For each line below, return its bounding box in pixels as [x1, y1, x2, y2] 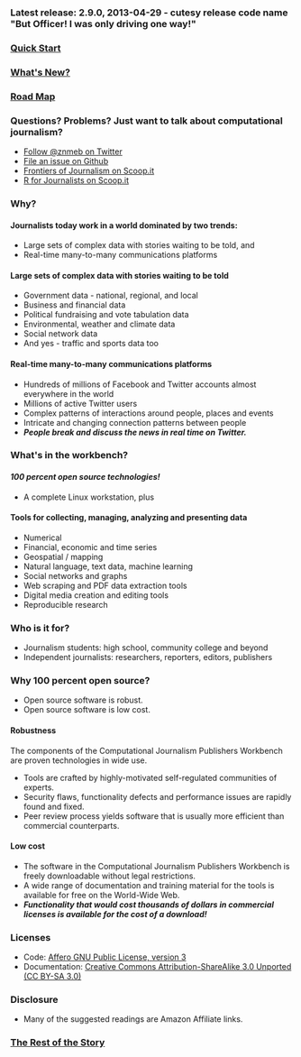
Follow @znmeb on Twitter [23, 146, 123, 157]
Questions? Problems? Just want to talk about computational [10, 115, 283, 127]
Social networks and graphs [23, 570, 128, 581]
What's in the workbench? [10, 449, 129, 462]
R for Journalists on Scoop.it [23, 174, 130, 186]
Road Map [10, 90, 56, 103]
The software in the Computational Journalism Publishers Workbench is [23, 860, 290, 871]
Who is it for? [10, 621, 70, 634]
